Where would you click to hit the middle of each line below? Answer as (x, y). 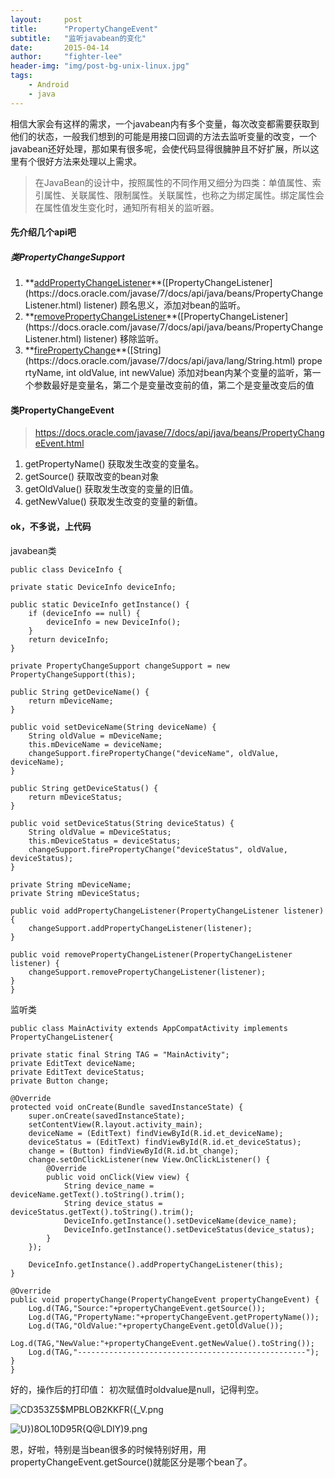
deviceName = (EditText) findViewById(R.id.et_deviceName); (156, 1133)
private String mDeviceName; (71, 884)
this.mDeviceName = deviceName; (95, 744)
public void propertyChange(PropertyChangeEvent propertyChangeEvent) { (165, 1299)
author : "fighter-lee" (66, 57)
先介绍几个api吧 (43, 232)
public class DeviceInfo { (66, 569)
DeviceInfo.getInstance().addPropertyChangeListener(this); (156, 1264)
